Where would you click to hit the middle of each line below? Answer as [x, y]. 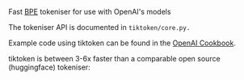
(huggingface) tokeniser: [49, 67]
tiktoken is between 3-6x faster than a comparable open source [114, 59]
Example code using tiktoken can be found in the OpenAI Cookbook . [122, 43]
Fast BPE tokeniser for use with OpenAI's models [90, 12]
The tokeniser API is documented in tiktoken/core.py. [99, 27]
